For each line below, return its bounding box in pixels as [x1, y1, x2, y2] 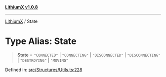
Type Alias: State [5, 36, 77, 47]
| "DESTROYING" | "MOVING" [17, 57, 69, 63]
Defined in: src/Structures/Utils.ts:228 [5, 67, 83, 73]
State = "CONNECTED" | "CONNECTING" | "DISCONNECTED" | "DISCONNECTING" [17, 52, 161, 58]
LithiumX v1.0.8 [5, 4, 38, 10]
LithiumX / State [5, 18, 38, 24]
